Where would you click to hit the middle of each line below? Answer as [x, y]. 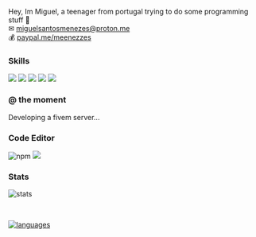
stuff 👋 [19, 20]
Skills [19, 60]
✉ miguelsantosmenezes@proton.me [69, 28]
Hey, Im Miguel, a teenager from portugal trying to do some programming [128, 12]
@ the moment [37, 100]
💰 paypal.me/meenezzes [50, 37]
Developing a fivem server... [54, 117]
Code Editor [32, 138]
